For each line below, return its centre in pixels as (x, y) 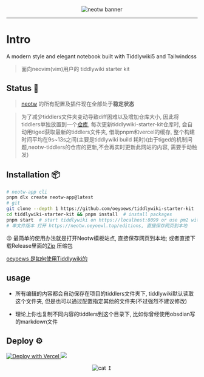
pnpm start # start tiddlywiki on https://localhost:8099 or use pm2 (97, 220)
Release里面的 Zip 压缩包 (42, 245)
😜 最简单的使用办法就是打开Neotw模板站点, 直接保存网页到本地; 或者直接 (98, 238)
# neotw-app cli (27, 192)
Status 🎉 (23, 88)
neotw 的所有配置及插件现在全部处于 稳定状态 (78, 104)
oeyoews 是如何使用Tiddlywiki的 (47, 259)
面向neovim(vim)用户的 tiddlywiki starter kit (75, 69)
